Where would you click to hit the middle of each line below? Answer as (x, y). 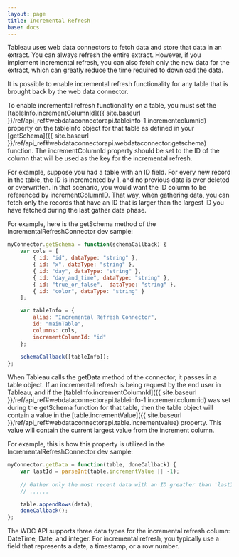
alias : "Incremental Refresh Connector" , (95, 317)
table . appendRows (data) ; (57, 504)
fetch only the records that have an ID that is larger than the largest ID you (116, 203)
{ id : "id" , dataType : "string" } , (86, 258)
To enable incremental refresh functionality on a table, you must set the (112, 106)
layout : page (27, 14)
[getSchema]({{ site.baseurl (48, 136)
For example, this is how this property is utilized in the (86, 444)
